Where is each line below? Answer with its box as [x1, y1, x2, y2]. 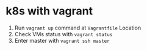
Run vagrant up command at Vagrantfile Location [14, 24, 142, 31]
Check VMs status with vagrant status [14, 30, 113, 37]
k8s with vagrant [5, 4, 93, 18]
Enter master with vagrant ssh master [14, 37, 110, 44]
